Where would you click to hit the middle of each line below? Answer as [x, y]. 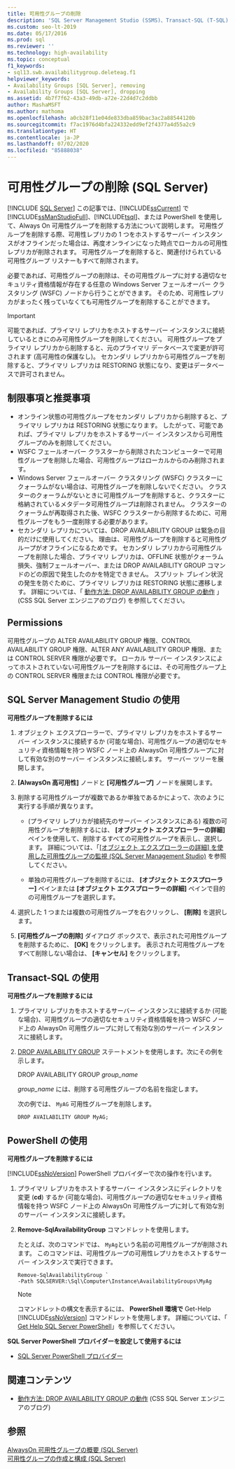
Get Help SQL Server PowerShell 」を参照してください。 [98, 1326]
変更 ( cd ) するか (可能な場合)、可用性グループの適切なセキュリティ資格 [120, 1197]
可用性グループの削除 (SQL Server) [108, 187]
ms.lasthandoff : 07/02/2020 [48, 144]
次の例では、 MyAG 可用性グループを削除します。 [86, 1104]
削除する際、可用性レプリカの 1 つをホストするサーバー [111, 234]
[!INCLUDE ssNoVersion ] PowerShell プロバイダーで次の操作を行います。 [111, 1173]
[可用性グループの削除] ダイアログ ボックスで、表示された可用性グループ [122, 936]
